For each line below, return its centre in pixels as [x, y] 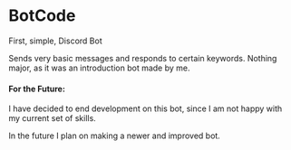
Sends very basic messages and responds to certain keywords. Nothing [143, 58]
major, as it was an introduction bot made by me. [100, 68]
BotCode [42, 16]
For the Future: [37, 89]
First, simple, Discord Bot [55, 41]
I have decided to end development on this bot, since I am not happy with [145, 108]
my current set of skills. [52, 118]
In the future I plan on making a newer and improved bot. [115, 136]
